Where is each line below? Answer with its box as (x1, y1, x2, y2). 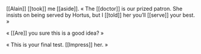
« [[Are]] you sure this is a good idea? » (6, 29, 104, 37)
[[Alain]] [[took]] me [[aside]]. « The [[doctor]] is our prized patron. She (6, 5, 183, 12)
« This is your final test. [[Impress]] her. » (6, 41, 108, 48)
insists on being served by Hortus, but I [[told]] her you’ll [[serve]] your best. (6, 11, 195, 19)
